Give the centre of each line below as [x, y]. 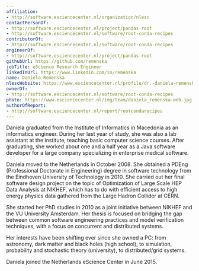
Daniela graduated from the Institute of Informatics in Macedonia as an [92, 127]
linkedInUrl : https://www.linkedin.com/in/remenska [71, 72]
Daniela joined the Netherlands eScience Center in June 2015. [82, 262]
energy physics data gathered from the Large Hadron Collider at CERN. [93, 196]
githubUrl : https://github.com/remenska [57, 61]
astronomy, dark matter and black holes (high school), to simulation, [89, 244]
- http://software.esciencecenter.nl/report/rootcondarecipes [84, 111]
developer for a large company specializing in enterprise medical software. [97, 153]
